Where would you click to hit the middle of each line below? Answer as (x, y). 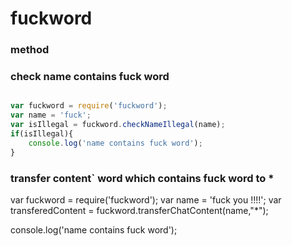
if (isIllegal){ (42, 134)
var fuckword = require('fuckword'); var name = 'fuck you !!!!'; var (146, 199)
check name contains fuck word (90, 77)
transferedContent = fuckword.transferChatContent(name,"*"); (139, 210)
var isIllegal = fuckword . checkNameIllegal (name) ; (118, 125)
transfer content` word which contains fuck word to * (142, 178)
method (30, 50)
